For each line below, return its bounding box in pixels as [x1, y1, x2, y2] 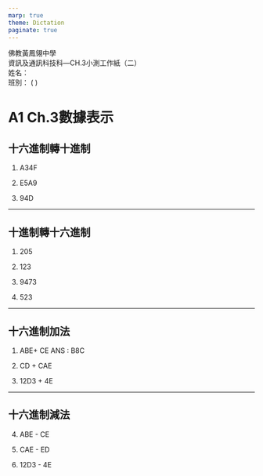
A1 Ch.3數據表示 [8, 108, 114, 126]
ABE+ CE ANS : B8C [19, 346, 85, 355]
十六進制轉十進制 [8, 142, 91, 155]
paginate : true [8, 26, 58, 34]
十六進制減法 [8, 409, 70, 422]
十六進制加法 [8, 325, 70, 338]
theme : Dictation [8, 19, 65, 27]
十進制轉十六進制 [8, 225, 91, 239]
